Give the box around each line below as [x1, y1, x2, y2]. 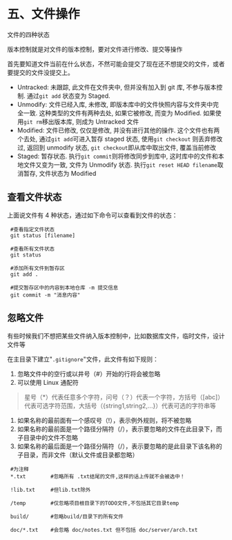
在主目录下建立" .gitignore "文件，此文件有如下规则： [7, 354, 159, 363]
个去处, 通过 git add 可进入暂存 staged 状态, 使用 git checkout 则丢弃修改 [17, 134, 223, 143]
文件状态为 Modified [39, 169, 97, 177]
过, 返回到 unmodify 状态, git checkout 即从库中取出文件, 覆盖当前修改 [17, 143, 216, 152]
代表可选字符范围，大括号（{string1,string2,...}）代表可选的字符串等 [23, 401, 216, 410]
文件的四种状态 [7, 30, 50, 39]
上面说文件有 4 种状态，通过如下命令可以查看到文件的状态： [7, 211, 178, 219]
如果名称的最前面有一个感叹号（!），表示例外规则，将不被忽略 [17, 416, 192, 424]
